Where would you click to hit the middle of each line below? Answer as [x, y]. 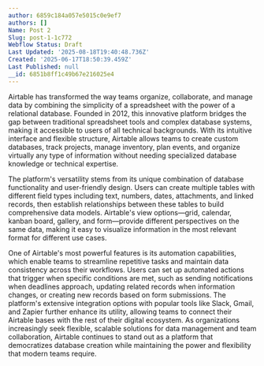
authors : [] [28, 23]
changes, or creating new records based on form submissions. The [117, 295]
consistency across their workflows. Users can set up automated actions [126, 270]
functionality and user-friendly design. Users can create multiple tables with [132, 187]
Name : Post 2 [30, 30]
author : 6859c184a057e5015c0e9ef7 [65, 15]
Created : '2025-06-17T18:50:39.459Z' [70, 60]
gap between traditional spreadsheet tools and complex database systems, [130, 121]
